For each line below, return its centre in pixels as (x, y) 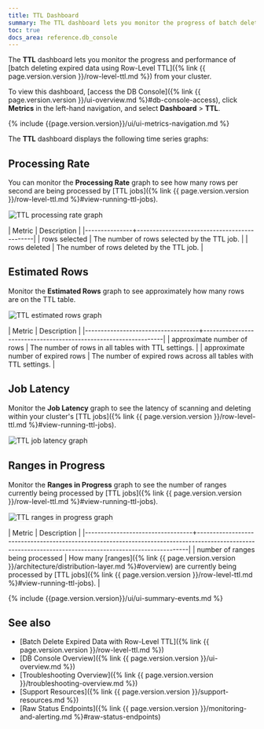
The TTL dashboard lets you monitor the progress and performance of (122, 60)
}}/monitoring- (224, 709)
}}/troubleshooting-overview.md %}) (79, 683)
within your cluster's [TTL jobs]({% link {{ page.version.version (110, 416)
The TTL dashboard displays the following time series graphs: (108, 139)
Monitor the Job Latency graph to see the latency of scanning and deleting (130, 408)
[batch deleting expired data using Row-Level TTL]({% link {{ (107, 68)
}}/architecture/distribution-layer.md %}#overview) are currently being (123, 566)
